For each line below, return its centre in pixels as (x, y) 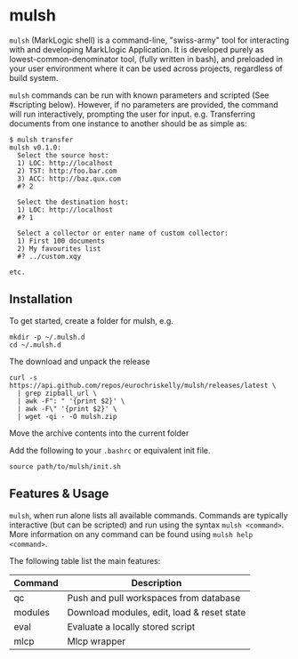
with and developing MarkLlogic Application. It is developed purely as (137, 49)
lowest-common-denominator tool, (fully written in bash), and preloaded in (146, 59)
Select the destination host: (73, 202)
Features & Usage (59, 494)
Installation (41, 299)
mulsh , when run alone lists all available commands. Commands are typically (149, 515)
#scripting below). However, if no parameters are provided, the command (144, 104)
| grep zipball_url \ (57, 393)
